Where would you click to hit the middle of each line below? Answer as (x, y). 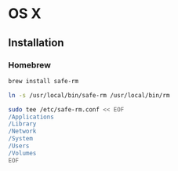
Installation (36, 43)
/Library (22, 124)
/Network (22, 131)
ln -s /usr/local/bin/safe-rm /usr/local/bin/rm (89, 95)
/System (21, 139)
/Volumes (22, 153)
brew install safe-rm (44, 81)
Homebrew (29, 65)
